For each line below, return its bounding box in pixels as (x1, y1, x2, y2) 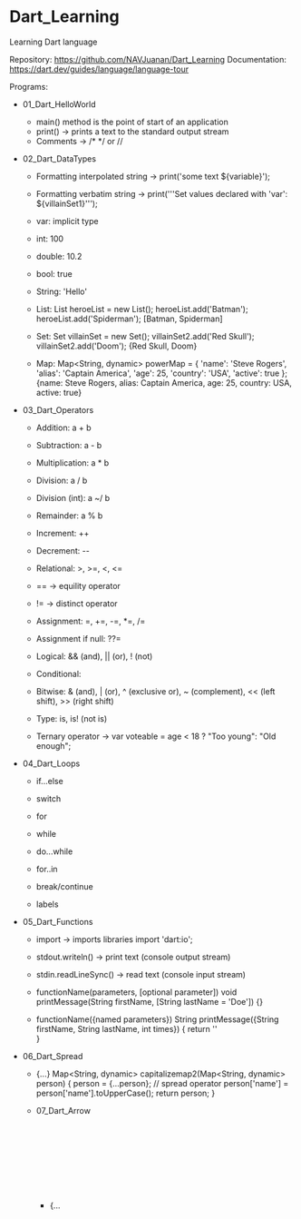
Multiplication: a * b (35, 457, 110, 468)
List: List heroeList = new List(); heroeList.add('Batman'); (35, 303, 248, 314)
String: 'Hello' (35, 286, 88, 297)
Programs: (9, 81, 48, 92)
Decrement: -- (35, 545, 91, 555)
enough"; (35, 740, 72, 751)
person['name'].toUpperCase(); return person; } (35, 1087, 216, 1098)
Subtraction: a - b (35, 439, 102, 450)
